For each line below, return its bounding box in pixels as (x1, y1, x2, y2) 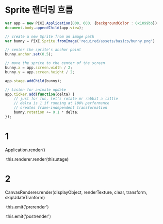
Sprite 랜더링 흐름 (5, 4, 73, 16)
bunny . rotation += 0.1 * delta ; (14, 110, 79, 115)
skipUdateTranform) (5, 194, 45, 200)
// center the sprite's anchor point (5, 47, 81, 52)
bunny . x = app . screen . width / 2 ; (5, 65, 73, 70)
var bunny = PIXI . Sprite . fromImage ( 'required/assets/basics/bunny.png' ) (5, 38, 155, 44)
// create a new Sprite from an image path (5, 34, 95, 39)
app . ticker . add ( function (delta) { (5, 92, 75, 97)
